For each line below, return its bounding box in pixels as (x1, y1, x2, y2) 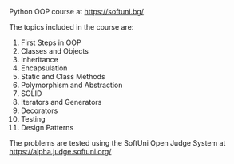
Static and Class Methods (20, 72, 106, 81)
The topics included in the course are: (9, 22, 134, 31)
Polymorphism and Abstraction (20, 80, 123, 90)
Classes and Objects (20, 46, 89, 55)
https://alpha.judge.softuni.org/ (9, 147, 112, 156)
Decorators (20, 106, 58, 115)
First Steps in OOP (20, 38, 82, 47)
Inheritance (20, 55, 59, 64)
